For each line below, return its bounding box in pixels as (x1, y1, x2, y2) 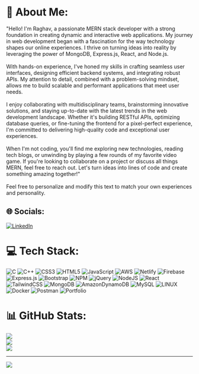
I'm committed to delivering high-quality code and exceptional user (6, 126, 170, 133)
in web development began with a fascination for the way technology (6, 37, 175, 45)
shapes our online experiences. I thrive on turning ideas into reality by (6, 44, 176, 51)
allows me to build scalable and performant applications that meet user (6, 81, 179, 89)
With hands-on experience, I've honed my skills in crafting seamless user (6, 62, 185, 70)
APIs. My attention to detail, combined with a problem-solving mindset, (6, 76, 179, 83)
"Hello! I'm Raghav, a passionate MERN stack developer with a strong (6, 25, 176, 32)
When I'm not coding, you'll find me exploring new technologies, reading (6, 145, 184, 152)
